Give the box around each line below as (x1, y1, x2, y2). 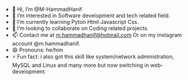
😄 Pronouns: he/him (11, 47, 63, 53)
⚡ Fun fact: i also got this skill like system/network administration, (11, 53, 175, 60)
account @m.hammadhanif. (11, 40, 81, 47)
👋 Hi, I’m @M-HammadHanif (11, 6, 83, 13)
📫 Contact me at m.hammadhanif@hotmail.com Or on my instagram (11, 32, 183, 38)
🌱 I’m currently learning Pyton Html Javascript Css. (11, 19, 139, 25)
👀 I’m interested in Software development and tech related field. (11, 12, 171, 19)
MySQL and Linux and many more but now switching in (11, 61, 149, 69)
